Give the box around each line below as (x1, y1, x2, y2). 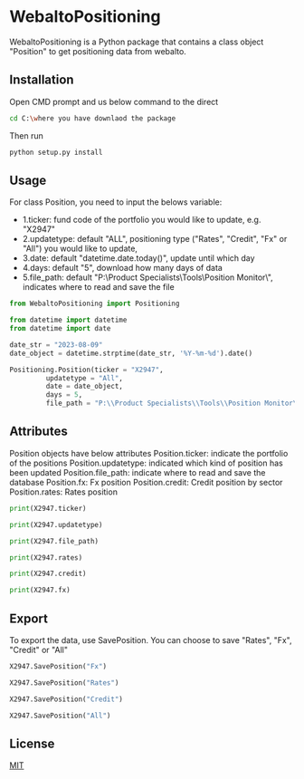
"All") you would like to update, (22, 243, 138, 255)
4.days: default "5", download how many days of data (22, 263, 223, 274)
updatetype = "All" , (45, 373, 124, 382)
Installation (9, 72, 74, 88)
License (9, 736, 55, 751)
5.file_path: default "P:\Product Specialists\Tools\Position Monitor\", (22, 272, 273, 283)
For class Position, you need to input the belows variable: (9, 197, 223, 207)
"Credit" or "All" (9, 644, 68, 655)
